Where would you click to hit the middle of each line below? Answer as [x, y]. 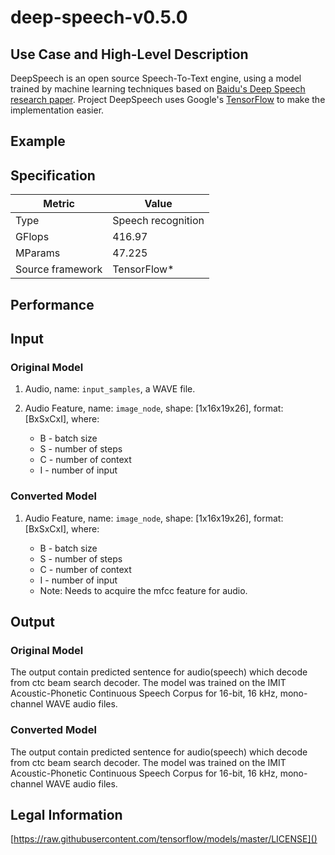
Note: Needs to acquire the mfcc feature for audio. [143, 590]
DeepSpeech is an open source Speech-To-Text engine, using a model [156, 78]
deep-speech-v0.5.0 [99, 17]
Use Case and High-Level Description [129, 54]
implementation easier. [57, 110]
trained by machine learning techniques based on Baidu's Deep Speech [158, 89]
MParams [38, 253]
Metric [59, 204]
